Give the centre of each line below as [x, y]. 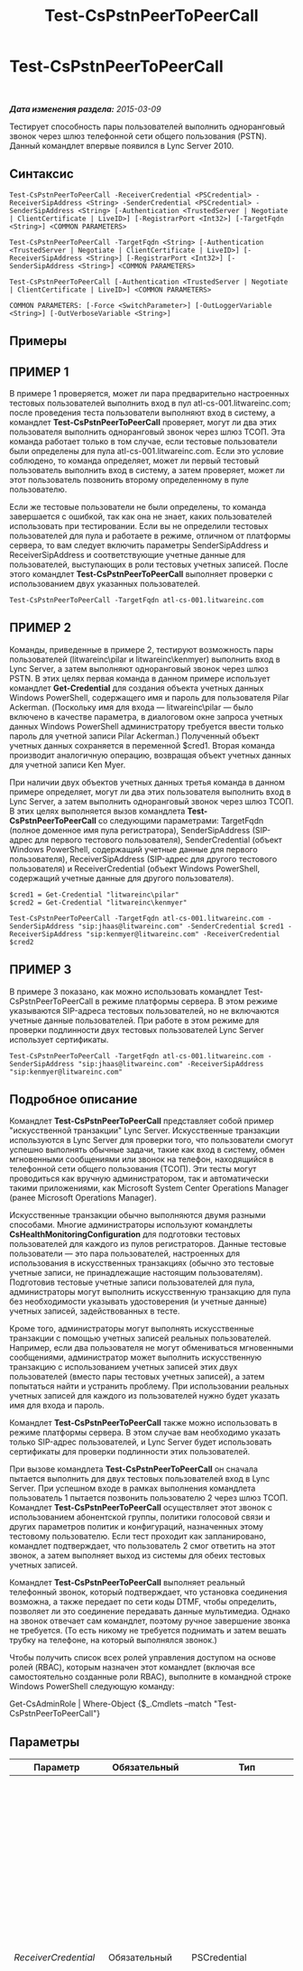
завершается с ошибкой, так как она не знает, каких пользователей [141, 516]
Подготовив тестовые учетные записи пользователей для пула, [132, 1282]
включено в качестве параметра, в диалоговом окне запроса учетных [146, 716]
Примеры [38, 341]
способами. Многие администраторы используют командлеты [131, 1225]
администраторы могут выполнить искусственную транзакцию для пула [150, 1292]
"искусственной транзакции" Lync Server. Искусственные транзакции [145, 1130]
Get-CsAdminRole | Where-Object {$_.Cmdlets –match [110, 1704]
